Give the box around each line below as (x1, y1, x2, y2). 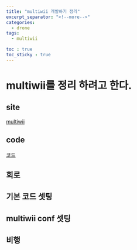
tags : (6, 30, 19, 36)
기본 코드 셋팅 (6, 191, 53, 202)
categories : (6, 19, 35, 25)
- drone (11, 25, 30, 31)
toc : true (6, 46, 33, 53)
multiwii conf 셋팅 (6, 213, 71, 223)
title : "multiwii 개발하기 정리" (6, 8, 80, 15)
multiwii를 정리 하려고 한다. (6, 78, 132, 92)
